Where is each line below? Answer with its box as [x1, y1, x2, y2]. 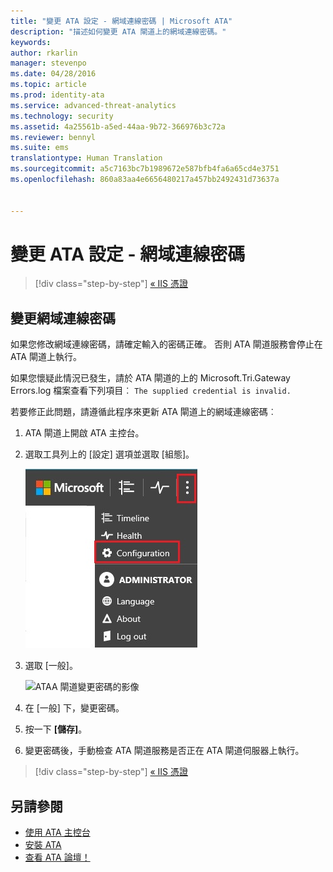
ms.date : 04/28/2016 [10, 69, 97, 79]
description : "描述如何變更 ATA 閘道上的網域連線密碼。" [10, 26, 227, 37]
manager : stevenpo [10, 58, 87, 69]
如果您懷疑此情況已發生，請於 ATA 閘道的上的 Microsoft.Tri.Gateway [10, 372, 291, 384]
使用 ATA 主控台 [24, 826, 91, 839]
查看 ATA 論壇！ [24, 851, 91, 864]
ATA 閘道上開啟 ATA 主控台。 [24, 427, 145, 439]
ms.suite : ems [10, 143, 70, 153]
